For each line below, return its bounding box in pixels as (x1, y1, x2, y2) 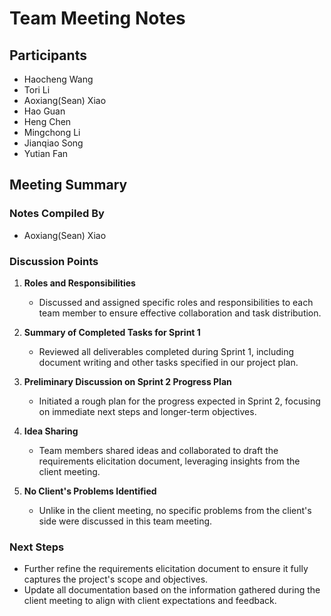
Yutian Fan (23, 148, 69, 159)
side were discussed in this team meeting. (38, 515, 213, 527)
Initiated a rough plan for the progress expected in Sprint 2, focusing (38, 395, 321, 407)
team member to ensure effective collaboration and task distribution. (38, 307, 322, 319)
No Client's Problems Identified (23, 485, 157, 497)
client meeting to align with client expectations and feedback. (23, 595, 277, 607)
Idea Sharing (23, 425, 79, 437)
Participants (9, 47, 87, 64)
